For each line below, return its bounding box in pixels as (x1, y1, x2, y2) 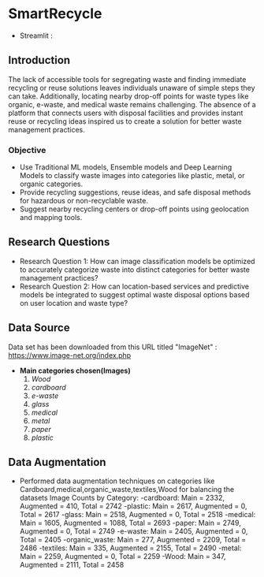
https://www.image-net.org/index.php (8, 350, 132, 359)
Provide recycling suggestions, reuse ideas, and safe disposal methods (19, 188, 251, 197)
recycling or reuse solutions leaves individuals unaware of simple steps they (8, 83, 255, 92)
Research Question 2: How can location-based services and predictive (19, 281, 250, 291)
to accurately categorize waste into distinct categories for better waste (19, 265, 251, 274)
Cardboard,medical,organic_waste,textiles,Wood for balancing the (19, 485, 235, 494)
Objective (8, 144, 46, 155)
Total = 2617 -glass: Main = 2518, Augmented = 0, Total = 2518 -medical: (19, 510, 256, 519)
